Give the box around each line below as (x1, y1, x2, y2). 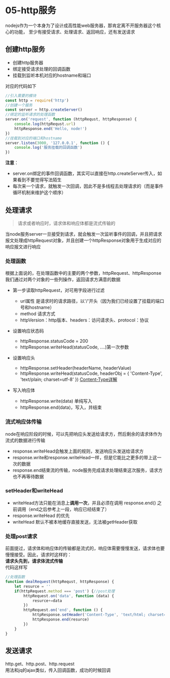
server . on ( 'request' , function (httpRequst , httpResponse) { (5, 117, 137, 122)
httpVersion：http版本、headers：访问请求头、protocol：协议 (20, 317, 149, 323)
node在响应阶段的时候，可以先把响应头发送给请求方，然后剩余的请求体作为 (5, 431, 162, 437)
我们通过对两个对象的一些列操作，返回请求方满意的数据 (5, 276, 120, 282)
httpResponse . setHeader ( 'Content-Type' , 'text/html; (32, 612, 146, 618)
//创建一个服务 (5, 103, 33, 108)
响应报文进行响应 (5, 243, 41, 249)
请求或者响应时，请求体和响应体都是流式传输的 (17, 220, 115, 226)
